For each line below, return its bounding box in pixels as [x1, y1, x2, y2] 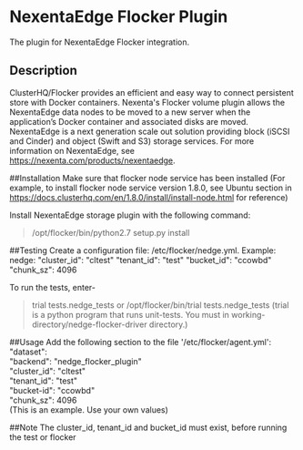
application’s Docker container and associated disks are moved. [9, 116, 248, 127]
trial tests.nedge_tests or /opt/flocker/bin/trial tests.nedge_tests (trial [31, 299, 289, 311]
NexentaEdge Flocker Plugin [9, 6, 228, 27]
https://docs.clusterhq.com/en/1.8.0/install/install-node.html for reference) [9, 191, 288, 202]
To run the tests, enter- [9, 281, 96, 292]
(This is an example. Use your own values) [9, 404, 168, 415]
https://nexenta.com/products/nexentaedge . [9, 155, 176, 166]
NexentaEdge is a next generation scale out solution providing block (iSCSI [9, 126, 290, 137]
